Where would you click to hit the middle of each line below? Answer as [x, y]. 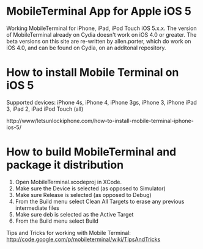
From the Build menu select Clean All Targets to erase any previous [100, 201]
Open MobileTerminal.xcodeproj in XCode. [68, 182]
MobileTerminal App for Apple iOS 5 [99, 11]
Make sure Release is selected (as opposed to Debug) [83, 195]
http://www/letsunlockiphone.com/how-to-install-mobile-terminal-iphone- [100, 121]
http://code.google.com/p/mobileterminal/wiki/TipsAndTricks [83, 239]
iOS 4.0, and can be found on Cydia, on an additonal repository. [86, 48]
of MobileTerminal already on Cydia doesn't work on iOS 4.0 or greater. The [102, 34]
